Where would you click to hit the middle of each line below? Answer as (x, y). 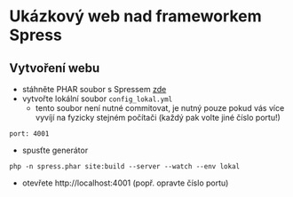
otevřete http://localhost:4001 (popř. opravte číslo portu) (125, 183)
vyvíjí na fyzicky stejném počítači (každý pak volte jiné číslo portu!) (158, 118)
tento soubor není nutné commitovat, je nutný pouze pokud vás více (160, 108)
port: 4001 (29, 134)
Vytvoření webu (55, 68)
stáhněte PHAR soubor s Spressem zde (94, 89)
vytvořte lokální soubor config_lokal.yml (97, 98)
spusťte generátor (55, 150)
